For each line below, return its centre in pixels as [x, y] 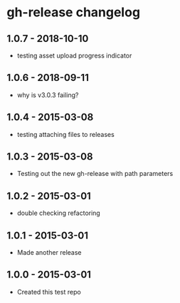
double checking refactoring [58, 213]
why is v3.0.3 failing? [48, 95]
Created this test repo [49, 292]
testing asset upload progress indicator [74, 55]
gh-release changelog [73, 12]
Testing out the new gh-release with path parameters [95, 174]
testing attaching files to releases [65, 134]
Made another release [49, 253]
